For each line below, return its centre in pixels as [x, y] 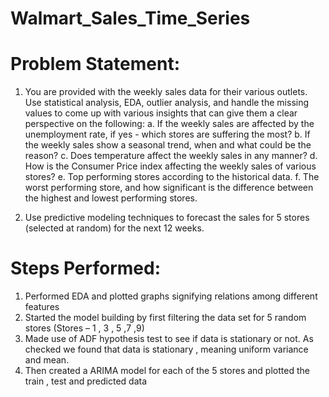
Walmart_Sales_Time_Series [130, 18]
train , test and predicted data [86, 381]
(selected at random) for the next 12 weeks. [114, 228]
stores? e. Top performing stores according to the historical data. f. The [172, 177]
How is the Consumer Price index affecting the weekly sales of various [170, 166]
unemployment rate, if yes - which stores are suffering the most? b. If [167, 134]
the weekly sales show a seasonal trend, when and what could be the [168, 145]
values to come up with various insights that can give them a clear [161, 113]
